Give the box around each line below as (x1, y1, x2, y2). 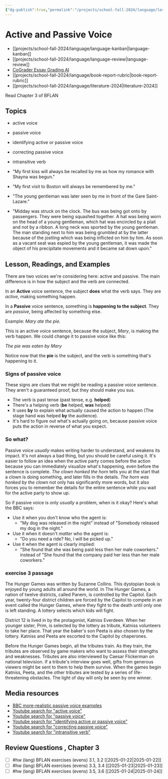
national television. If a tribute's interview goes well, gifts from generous (5, 659, 153, 665)
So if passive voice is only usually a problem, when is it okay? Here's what (5, 499, 158, 505)
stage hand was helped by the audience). (12, 413, 98, 419)
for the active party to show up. (5, 490, 70, 496)
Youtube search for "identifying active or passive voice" (12, 718, 128, 724)
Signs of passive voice (5, 371, 61, 378)
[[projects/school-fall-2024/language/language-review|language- (12, 56, 148, 62)
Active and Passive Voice (5, 29, 112, 40)
